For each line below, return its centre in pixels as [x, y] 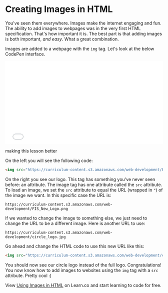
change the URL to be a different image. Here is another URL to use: [75, 223]
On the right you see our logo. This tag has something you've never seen [80, 179]
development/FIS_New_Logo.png [37, 208]
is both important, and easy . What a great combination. [62, 39]
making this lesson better [31, 150]
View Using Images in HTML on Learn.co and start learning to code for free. [83, 285]
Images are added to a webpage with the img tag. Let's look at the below [80, 48]
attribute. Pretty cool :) [28, 275]
